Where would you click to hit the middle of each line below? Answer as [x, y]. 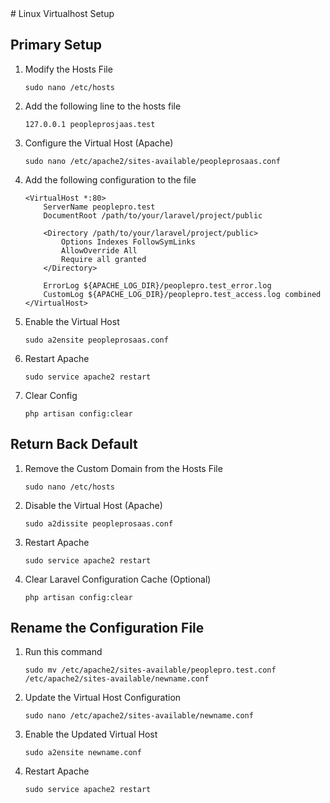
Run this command [63, 652]
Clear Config [51, 395]
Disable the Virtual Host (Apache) [93, 505]
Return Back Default [74, 444]
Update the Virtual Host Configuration [103, 698]
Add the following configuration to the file [110, 179]
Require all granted [104, 259]
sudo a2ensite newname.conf [83, 753]
